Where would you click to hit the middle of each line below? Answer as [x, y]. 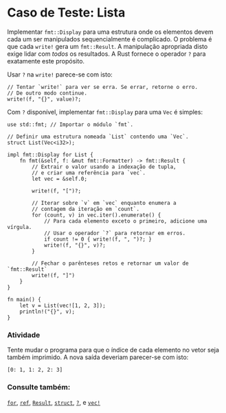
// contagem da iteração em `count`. [86, 209]
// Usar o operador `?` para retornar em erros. [115, 233]
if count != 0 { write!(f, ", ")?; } [98, 239]
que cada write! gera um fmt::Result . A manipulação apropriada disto [108, 46]
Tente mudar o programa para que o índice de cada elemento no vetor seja [113, 350]
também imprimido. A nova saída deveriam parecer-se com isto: [98, 357]
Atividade [24, 334]
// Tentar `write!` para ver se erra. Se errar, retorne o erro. [102, 87]
